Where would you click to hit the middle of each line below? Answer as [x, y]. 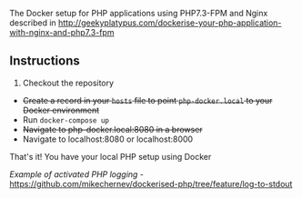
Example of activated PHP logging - [76, 174]
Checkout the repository [68, 83]
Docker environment [61, 110]
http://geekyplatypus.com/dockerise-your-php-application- [170, 23]
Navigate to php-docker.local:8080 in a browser [112, 129]
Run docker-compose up [65, 119]
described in [33, 23]
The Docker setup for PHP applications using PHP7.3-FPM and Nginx [139, 13]
